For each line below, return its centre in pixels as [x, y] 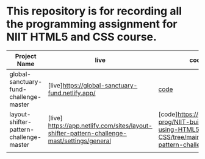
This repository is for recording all [94, 11]
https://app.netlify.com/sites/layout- [100, 126]
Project [26, 56]
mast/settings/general [80, 141]
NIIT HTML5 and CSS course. [82, 37]
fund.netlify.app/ [72, 93]
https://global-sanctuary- [100, 85]
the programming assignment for [92, 24]
